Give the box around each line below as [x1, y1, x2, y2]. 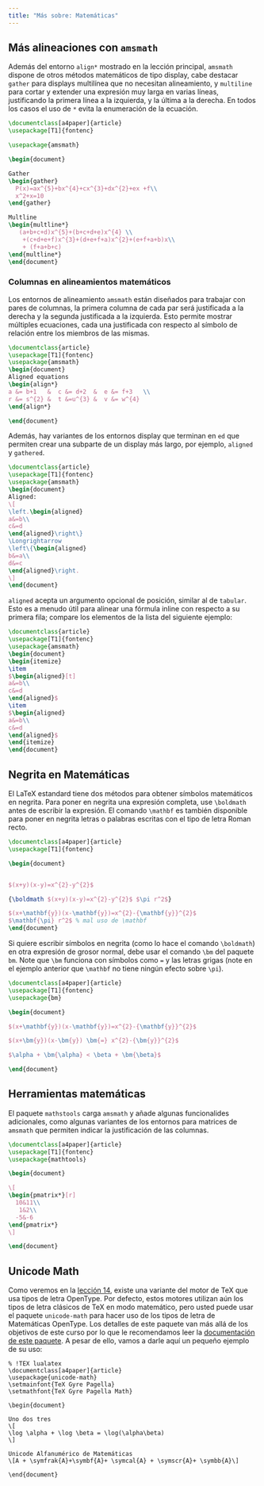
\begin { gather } [8, 177, 59, 185]
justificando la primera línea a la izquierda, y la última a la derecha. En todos [8, 96, 256, 105]
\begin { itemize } [8, 657, 62, 665]
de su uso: [8, 1345, 43, 1354]
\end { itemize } [8, 738, 55, 746]
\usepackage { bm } [8, 994, 62, 1002]
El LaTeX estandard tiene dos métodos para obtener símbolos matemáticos [8, 789, 254, 799]
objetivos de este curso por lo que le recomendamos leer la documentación [8, 1327, 255, 1337]
